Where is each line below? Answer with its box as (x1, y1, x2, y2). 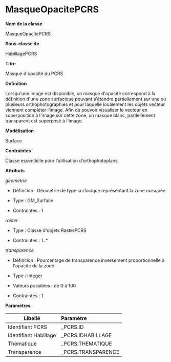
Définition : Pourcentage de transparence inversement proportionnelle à (12, 257, 165, 263)
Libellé (24, 315, 40, 322)
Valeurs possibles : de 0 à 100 (12, 282, 76, 288)
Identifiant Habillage (8, 332, 56, 339)
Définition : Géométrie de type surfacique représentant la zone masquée (12, 187, 166, 193)
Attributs (5, 167, 25, 173)
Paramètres (5, 302, 31, 309)
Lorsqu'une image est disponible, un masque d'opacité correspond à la (5, 90, 156, 96)
